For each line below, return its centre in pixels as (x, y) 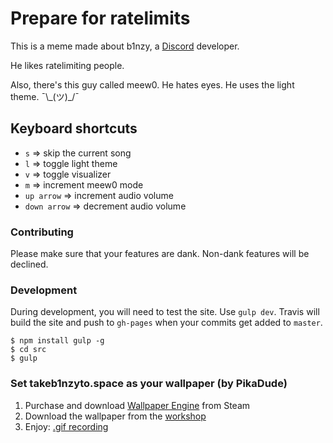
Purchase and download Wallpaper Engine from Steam (137, 405)
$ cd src (28, 350)
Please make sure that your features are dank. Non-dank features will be (160, 254)
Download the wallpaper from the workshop (115, 416)
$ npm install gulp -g (57, 341)
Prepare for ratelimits (100, 18)
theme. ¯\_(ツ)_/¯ (45, 96)
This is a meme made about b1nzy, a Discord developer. (125, 46)
